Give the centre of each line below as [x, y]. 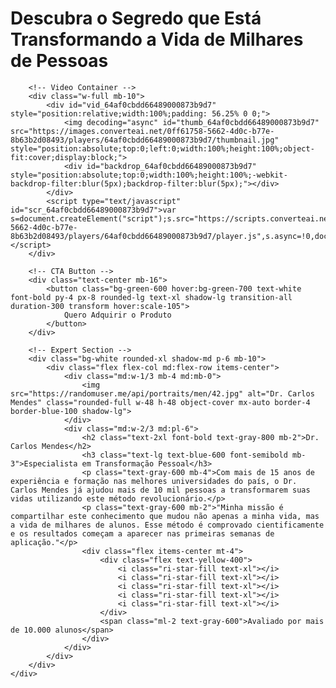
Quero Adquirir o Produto [117, 315]
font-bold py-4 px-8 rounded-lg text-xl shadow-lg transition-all [151, 297]
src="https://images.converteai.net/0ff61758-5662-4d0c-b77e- [142, 131]
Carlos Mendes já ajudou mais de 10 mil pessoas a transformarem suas [160, 490]
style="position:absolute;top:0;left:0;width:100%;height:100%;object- [162, 148]
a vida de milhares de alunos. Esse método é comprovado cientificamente [167, 525]
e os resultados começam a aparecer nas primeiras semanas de [142, 533]
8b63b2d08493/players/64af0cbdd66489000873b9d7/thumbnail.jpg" [145, 140]
